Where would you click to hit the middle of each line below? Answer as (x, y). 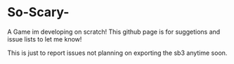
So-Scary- (38, 12)
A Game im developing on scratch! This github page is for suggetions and (114, 32)
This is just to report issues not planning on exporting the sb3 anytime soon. (117, 53)
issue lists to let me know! (45, 39)
